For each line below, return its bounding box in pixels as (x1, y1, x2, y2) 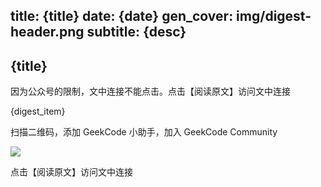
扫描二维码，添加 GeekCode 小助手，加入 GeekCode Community (10, 126, 278, 138)
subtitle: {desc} (86, 24, 187, 41)
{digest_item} (10, 105, 66, 118)
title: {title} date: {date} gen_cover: (10, 8, 234, 25)
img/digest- (236, 8, 312, 25)
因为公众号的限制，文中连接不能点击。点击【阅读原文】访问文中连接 (10, 85, 291, 98)
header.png (10, 24, 85, 41)
